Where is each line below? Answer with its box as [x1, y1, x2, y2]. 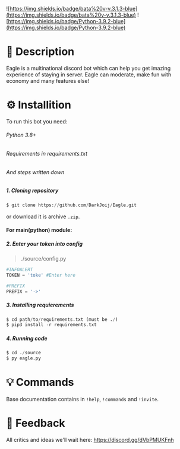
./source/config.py [20, 255, 67, 262]
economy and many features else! [6, 77, 90, 84]
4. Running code [6, 335, 48, 342]
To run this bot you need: [6, 117, 68, 125]
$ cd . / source [6, 350, 42, 356]
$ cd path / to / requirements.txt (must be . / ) [6, 316, 118, 323]
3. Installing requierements [6, 301, 74, 309]
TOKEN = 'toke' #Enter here [6, 272, 76, 278]
